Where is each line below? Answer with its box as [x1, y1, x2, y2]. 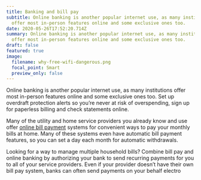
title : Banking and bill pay [6, 8, 79, 15]
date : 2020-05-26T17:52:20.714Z [6, 25, 87, 32]
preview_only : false [11, 70, 63, 76]
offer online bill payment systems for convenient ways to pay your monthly [6, 124, 190, 131]
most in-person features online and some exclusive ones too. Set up [6, 93, 175, 100]
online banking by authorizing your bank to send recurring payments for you [6, 154, 194, 162]
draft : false [6, 43, 39, 49]
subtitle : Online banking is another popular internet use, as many [6, 14, 181, 20]
